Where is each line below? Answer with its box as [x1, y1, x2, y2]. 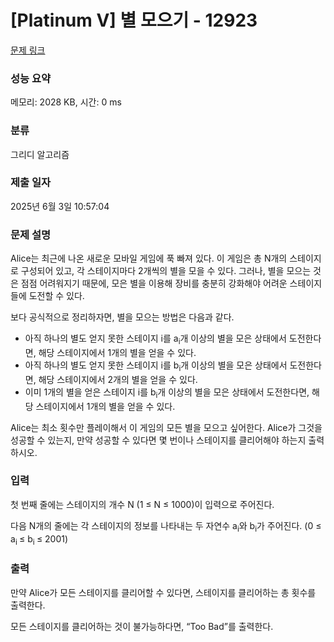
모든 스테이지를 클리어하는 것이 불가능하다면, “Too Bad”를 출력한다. [10, 620, 274, 632]
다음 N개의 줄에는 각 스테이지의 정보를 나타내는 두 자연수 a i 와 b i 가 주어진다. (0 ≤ [10, 519, 322, 534]
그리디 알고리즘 [10, 148, 70, 160]
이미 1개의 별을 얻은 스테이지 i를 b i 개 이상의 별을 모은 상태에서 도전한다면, [24, 386, 310, 400]
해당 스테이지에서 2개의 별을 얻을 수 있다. [38, 373, 198, 385]
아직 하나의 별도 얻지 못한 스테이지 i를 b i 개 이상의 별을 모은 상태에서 [24, 359, 288, 373]
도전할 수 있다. [28, 290, 85, 302]
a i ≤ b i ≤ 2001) [10, 532, 69, 547]
